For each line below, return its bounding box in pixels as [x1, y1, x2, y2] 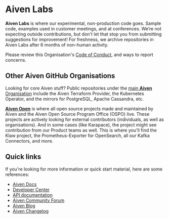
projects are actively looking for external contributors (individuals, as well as [5, 116, 164, 122]
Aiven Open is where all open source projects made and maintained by [5, 105, 153, 112]
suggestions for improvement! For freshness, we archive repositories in [5, 36, 154, 42]
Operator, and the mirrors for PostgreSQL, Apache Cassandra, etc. [5, 96, 144, 102]
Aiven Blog [12, 202, 35, 208]
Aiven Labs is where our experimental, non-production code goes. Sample [5, 20, 161, 26]
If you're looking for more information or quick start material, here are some [5, 166, 163, 172]
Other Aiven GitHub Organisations [5, 72, 115, 80]
